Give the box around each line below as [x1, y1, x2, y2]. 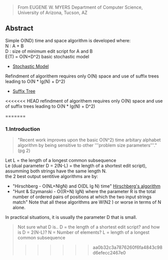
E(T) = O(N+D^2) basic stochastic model [5, 53, 90, 59]
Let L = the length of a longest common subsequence [5, 157, 117, 163]
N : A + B [5, 43, 24, 49]
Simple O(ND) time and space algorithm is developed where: [5, 37, 131, 43]
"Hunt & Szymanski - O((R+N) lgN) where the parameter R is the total [12, 189, 156, 195]
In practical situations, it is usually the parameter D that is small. [5, 214, 137, 220]
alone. [12, 205, 26, 211]
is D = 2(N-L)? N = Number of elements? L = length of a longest [17, 229, 150, 235]
